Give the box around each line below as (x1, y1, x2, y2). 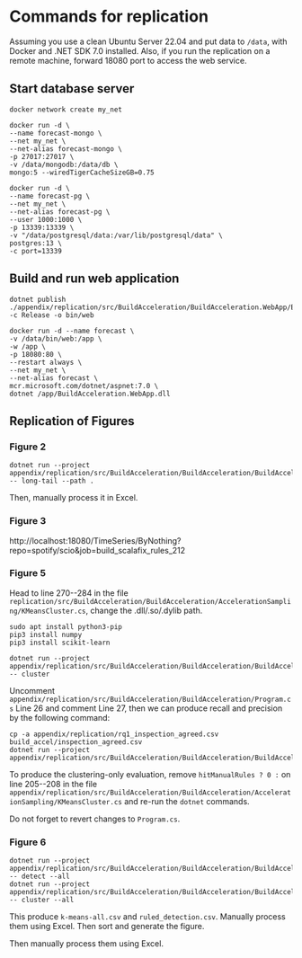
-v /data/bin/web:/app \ (9, 334, 102, 343)
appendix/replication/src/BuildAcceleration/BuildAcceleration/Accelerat (9, 788, 292, 797)
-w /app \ (9, 342, 47, 351)
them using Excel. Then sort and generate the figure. (9, 921, 205, 932)
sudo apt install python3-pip (9, 622, 123, 631)
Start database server (9, 81, 135, 96)
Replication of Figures (9, 413, 135, 429)
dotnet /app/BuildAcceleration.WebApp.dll (9, 389, 171, 398)
